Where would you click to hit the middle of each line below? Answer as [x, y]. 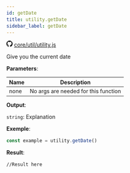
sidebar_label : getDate [37, 26]
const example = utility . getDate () [52, 140]
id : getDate [21, 13]
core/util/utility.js [35, 45]
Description [75, 82]
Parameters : [22, 69]
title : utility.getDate [37, 19]
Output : [16, 105]
